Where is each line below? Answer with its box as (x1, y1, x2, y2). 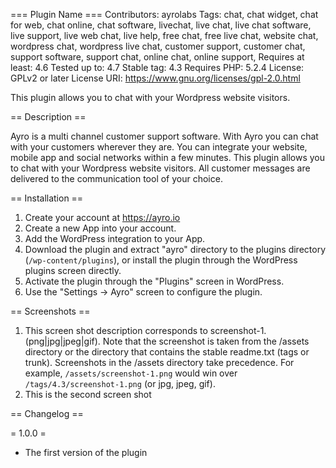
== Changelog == (10, 408, 84, 419)
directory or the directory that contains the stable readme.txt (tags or (24, 346, 310, 358)
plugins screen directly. (24, 265, 122, 276)
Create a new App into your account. (24, 222, 177, 234)
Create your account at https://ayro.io (24, 212, 181, 223)
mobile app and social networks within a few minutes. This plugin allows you (10, 152, 326, 163)
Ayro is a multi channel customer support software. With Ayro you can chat (10, 130, 319, 142)
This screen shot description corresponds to (24, 325, 208, 336)
